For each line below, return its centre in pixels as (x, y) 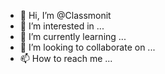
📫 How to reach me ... (66, 58)
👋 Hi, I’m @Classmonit (65, 15)
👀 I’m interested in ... (62, 26)
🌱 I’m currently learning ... (73, 36)
